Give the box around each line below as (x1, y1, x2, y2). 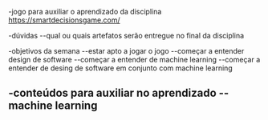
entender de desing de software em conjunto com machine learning (8, 63, 233, 73)
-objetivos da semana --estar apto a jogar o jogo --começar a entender (8, 46, 245, 55)
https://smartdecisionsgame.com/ (8, 15, 120, 25)
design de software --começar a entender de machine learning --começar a (8, 55, 261, 64)
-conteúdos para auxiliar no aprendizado (8, 86, 217, 100)
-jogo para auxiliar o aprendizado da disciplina (8, 7, 162, 16)
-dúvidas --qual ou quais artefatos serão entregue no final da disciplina (8, 31, 245, 40)
